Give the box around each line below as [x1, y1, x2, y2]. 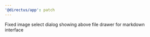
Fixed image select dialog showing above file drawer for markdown [5, 21, 145, 27]
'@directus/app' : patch [5, 7, 55, 13]
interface [5, 26, 24, 33]
